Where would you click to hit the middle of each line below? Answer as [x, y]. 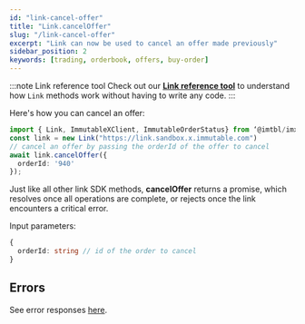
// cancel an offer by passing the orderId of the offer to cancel [140, 146]
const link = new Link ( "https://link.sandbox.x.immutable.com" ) [133, 138]
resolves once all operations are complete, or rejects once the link [133, 199]
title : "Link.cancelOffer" [60, 26]
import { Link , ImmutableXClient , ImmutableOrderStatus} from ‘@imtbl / [148, 130]
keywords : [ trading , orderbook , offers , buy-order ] [109, 60]
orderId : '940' [46, 163]
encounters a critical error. [59, 209]
